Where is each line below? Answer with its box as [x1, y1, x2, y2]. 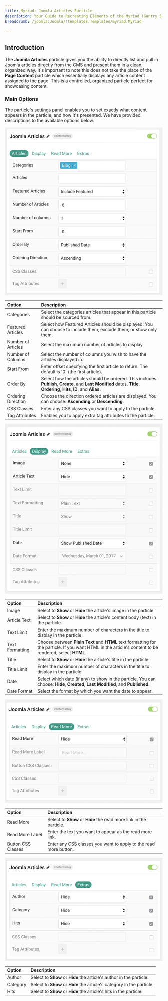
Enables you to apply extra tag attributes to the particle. [41, 412, 155, 418]
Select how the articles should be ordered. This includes [41, 376, 157, 381]
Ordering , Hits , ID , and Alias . [41, 386, 101, 392]
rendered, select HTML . [37, 649, 86, 655]
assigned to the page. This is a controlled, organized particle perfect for [5, 78, 153, 84]
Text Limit [7, 629, 27, 635]
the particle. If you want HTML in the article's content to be [37, 644, 158, 650]
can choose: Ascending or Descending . [41, 398, 124, 405]
